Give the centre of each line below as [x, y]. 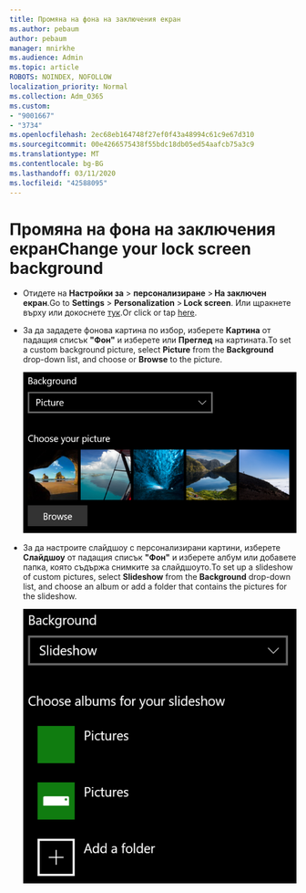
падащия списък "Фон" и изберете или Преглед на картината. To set [157, 340]
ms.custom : [30, 106]
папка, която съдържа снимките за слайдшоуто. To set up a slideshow [158, 567]
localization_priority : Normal [69, 87]
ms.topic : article [44, 68]
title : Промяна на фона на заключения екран [95, 19]
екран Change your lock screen [131, 249]
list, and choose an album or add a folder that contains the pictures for [155, 586]
